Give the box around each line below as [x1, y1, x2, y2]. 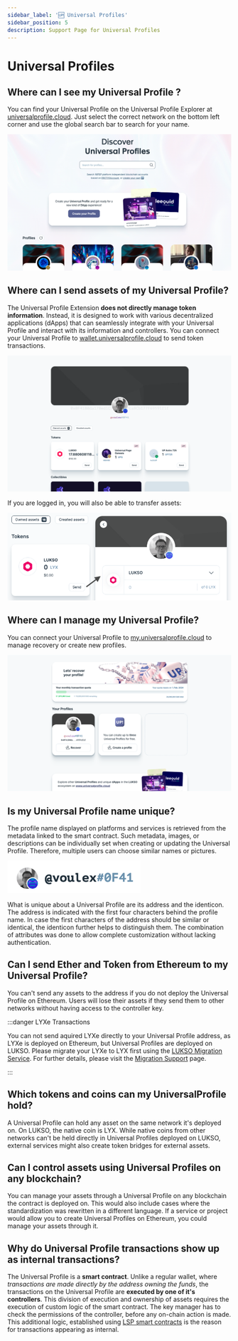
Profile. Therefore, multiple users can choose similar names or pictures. [7, 847, 217, 855]
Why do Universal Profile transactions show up [7, 1242, 220, 1254]
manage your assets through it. [7, 1222, 99, 1230]
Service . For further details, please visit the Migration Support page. [7, 1054, 207, 1062]
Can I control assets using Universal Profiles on [7, 1161, 222, 1173]
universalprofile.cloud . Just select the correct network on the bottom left [7, 112, 220, 121]
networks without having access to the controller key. [7, 1003, 165, 1013]
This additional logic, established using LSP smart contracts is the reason [7, 1318, 222, 1326]
